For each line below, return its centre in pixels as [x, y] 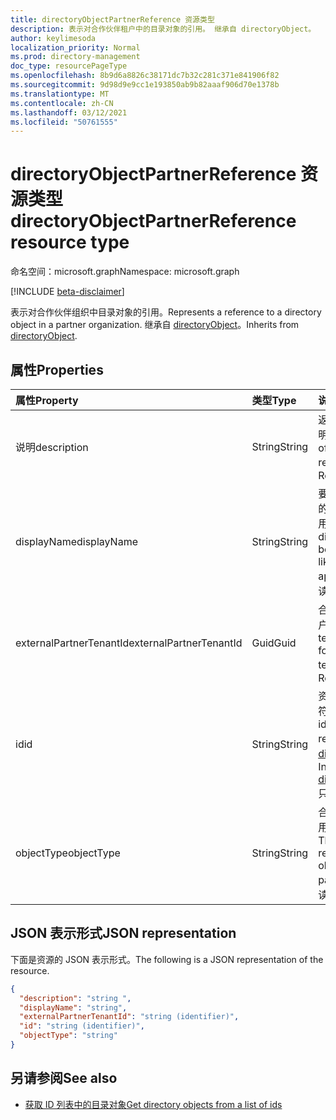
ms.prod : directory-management [75, 57]
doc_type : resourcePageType [69, 66]
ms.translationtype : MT [60, 94]
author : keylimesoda [53, 38]
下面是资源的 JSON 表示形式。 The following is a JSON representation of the [167, 959]
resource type [70, 242]
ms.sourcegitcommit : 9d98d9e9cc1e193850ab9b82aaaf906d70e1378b [145, 85]
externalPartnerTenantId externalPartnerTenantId [129, 643]
